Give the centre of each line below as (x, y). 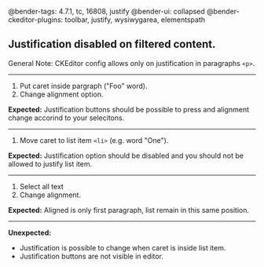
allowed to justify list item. (50, 163)
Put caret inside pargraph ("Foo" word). (83, 86)
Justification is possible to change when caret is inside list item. (123, 247)
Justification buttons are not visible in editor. (91, 256)
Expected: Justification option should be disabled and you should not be (126, 155)
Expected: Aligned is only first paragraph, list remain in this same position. (129, 210)
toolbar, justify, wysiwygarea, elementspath (135, 20)
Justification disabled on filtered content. (112, 44)
